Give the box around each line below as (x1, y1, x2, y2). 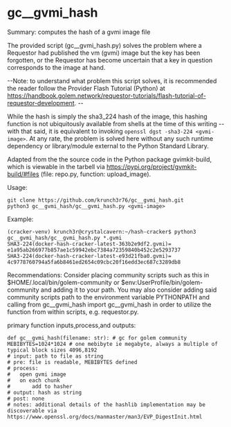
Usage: (7, 183, 28, 191)
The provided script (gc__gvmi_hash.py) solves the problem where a (7, 41, 202, 49)
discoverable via (7, 407, 57, 414)
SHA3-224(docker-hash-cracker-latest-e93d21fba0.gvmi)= (7, 252, 172, 259)
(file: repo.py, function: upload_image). (40, 170, 151, 178)
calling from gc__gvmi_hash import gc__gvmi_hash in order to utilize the (7, 300, 212, 308)
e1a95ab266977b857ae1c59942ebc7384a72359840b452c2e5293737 (7, 246, 181, 254)
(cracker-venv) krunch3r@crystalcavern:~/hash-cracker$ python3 (7, 228, 196, 235)
